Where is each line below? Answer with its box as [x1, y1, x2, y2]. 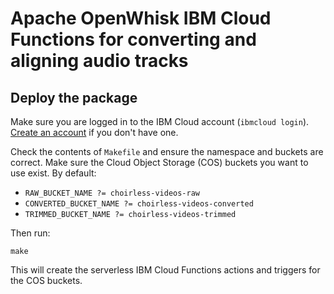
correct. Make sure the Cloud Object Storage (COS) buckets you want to [10, 157, 309, 168]
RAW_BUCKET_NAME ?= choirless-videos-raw [24, 188, 200, 198]
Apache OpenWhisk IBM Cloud [10, 7, 272, 30]
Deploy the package [10, 89, 138, 106]
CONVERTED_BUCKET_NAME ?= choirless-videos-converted [24, 199, 254, 209]
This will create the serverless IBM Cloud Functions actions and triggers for [10, 264, 321, 276]
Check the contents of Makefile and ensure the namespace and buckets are [10, 146, 324, 157]
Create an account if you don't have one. [10, 127, 179, 138]
